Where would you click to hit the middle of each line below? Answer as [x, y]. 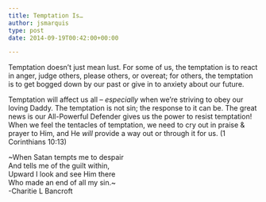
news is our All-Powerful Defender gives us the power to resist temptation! [130, 117]
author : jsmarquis [39, 23]
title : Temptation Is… [46, 16]
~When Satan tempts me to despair [66, 157]
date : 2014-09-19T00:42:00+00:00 [64, 38]
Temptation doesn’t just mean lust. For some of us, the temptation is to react [133, 68]
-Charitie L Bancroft [40, 191]
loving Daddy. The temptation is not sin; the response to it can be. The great [133, 108]
